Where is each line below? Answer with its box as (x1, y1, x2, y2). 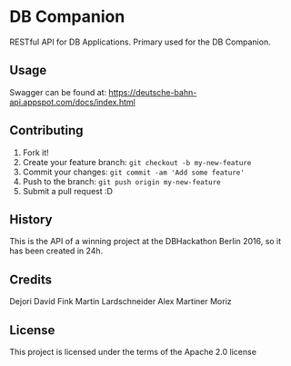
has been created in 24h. (9, 245, 104, 256)
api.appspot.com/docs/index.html (9, 96, 136, 107)
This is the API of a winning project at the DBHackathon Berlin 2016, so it (9, 236, 282, 247)
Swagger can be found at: (9, 86, 107, 97)
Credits (9, 272, 53, 287)
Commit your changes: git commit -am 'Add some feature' (22, 166, 246, 177)
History (9, 212, 53, 227)
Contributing (9, 123, 84, 138)
